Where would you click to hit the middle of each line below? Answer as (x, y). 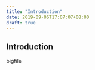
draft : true (21, 23)
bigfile (14, 61)
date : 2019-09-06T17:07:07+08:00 (48, 17)
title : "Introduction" (34, 12)
